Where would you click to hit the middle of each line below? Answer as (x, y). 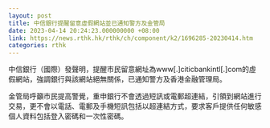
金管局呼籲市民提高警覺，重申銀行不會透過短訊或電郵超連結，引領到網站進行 (135, 96)
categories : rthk (37, 46)
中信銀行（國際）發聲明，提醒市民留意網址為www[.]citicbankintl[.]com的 (129, 70)
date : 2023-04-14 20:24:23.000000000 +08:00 (84, 30)
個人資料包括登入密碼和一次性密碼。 (68, 116)
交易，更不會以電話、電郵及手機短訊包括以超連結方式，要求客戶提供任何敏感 (135, 106)
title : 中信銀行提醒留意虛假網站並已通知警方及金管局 (87, 23)
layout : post (30, 16)
